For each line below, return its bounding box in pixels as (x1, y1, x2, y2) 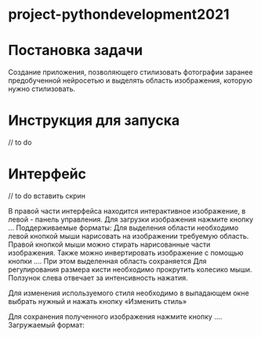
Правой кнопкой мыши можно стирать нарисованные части (8, 240, 211, 249)
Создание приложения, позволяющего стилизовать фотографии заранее (8, 68, 253, 77)
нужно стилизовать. (8, 84, 76, 93)
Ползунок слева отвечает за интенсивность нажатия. (8, 273, 188, 282)
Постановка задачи (8, 42, 143, 60)
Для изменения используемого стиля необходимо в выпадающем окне (8, 288, 249, 298)
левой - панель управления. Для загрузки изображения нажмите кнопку (8, 214, 254, 224)
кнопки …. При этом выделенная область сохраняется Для (8, 257, 207, 266)
